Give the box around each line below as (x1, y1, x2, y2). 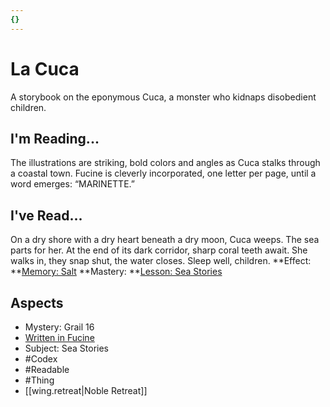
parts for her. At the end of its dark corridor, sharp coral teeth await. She (10, 244, 308, 256)
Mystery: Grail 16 (24, 321, 95, 333)
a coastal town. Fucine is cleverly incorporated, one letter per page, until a (10, 167, 317, 180)
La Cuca (10, 57, 80, 80)
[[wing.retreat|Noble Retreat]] (24, 385, 148, 396)
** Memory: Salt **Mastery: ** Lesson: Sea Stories (10, 266, 223, 278)
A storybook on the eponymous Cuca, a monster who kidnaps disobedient (10, 91, 317, 103)
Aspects (10, 294, 64, 311)
